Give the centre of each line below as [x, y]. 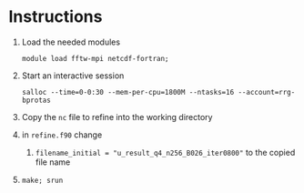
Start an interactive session [73, 76]
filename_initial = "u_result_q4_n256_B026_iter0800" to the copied [165, 152]
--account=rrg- [267, 92]
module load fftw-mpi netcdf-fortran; [95, 58]
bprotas [36, 100]
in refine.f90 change [62, 135]
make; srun [42, 180]
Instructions [56, 17]
